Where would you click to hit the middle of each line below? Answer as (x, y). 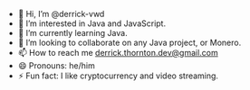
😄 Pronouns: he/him (56, 66)
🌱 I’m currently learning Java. (73, 33)
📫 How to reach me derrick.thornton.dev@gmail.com (118, 53)
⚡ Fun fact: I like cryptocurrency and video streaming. (118, 76)
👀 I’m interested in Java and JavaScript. (91, 23)
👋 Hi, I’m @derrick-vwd (61, 14)
